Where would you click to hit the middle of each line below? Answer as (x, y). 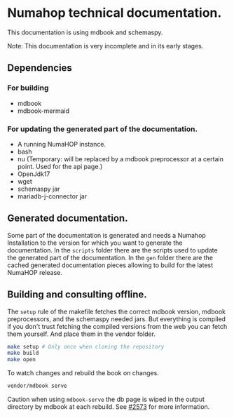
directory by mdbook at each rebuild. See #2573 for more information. (109, 407)
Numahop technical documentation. (115, 13)
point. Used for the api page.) (60, 166)
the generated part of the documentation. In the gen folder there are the (110, 257)
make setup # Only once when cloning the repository (86, 346)
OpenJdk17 (34, 174)
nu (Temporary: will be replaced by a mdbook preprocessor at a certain (121, 159)
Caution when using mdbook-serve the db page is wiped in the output (106, 399)
